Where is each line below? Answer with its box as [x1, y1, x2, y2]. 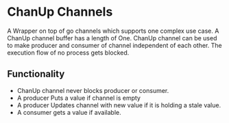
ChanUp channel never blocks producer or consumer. [16, 86, 169, 94]
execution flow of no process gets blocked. [7, 49, 130, 57]
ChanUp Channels [7, 4, 113, 20]
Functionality [7, 68, 65, 80]
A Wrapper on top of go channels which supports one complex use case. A [7, 27, 219, 35]
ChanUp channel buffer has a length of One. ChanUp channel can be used [7, 33, 217, 42]
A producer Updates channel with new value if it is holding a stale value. [16, 100, 221, 109]
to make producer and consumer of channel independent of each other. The [7, 41, 222, 49]
